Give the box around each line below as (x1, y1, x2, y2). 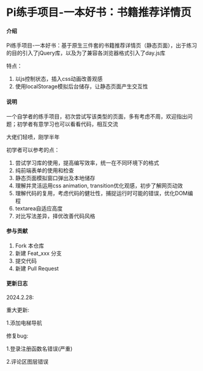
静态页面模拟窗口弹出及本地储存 (15, 174, 95, 181)
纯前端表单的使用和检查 (15, 167, 74, 174)
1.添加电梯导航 (6, 319, 43, 326)
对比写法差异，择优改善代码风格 (15, 212, 95, 220)
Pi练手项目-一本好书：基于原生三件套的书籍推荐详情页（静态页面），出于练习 (6, 42, 198, 49)
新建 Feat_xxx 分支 (15, 249, 62, 257)
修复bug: (6, 332, 29, 339)
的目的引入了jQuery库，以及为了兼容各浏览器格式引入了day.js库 (6, 49, 166, 57)
